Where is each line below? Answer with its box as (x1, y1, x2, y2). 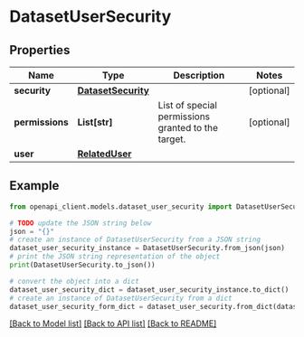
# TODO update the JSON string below (9, 219, 152, 228)
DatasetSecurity (77, 84, 149, 97)
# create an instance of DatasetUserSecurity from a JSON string (9, 235, 261, 245)
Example (9, 178, 60, 193)
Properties (9, 42, 71, 58)
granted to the (157, 122, 219, 134)
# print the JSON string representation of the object (9, 252, 221, 261)
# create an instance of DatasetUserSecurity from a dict (9, 294, 233, 303)
